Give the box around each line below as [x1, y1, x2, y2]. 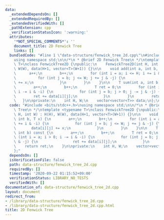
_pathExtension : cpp [9, 25, 51, 30]
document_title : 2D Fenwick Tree [14, 44, 82, 49]
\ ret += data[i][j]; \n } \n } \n [14, 94, 134, 98]
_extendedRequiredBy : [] [9, 16, 60, 21]
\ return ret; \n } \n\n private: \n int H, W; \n [14, 144, 128, 149]
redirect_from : [5, 194, 36, 199]
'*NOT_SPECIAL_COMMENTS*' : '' [14, 39, 76, 44]
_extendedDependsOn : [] [9, 12, 58, 17]
